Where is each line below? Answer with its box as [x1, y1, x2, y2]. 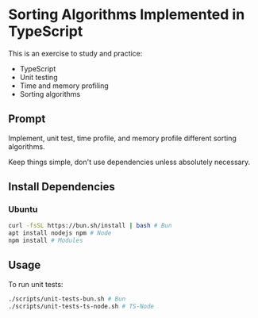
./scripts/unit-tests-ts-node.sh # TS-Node [8, 302, 155, 310]
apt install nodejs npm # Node [8, 229, 112, 237]
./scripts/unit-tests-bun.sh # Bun [8, 295, 126, 303]
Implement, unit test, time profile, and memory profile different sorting [8, 133, 237, 143]
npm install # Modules [8, 236, 83, 245]
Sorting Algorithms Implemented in [8, 6, 245, 24]
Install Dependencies [8, 180, 115, 193]
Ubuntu [8, 204, 38, 215]
